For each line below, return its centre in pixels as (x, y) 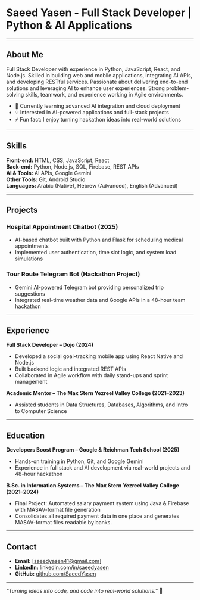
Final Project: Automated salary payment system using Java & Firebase (102, 503)
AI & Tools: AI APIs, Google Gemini (49, 173)
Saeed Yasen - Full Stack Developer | (99, 13)
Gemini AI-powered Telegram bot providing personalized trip (89, 287)
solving (15, 94)
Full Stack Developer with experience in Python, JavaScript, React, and (93, 69)
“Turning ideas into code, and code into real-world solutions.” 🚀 (85, 590)
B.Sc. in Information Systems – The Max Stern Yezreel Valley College (93, 486)
